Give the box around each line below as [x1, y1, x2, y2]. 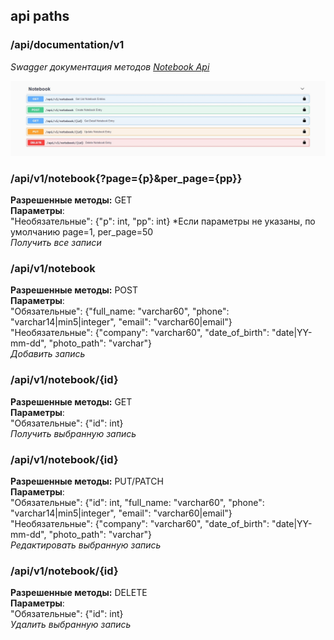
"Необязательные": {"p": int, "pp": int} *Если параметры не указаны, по [10, 215, 316, 228]
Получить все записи [10, 237, 102, 249]
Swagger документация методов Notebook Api [10, 60, 210, 73]
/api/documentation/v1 [10, 38, 125, 52]
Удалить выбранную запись [10, 619, 132, 631]
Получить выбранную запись [10, 427, 137, 439]
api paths [10, 8, 70, 25]
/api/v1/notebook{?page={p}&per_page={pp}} [10, 171, 243, 185]
